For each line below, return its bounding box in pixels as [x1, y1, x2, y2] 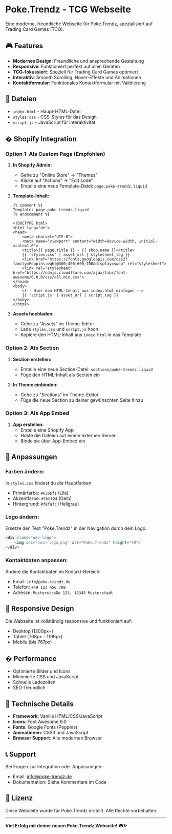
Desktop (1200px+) [12, 628, 54, 634]
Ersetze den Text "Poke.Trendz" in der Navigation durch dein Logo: [5, 525, 147, 531]
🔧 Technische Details [5, 699, 74, 708]
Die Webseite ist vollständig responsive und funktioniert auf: [5, 618, 132, 624]
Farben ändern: [5, 468, 45, 475]
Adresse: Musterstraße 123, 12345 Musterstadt [12, 589, 114, 596]
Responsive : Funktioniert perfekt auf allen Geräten [12, 63, 120, 69]
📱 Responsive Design [5, 604, 74, 613]
